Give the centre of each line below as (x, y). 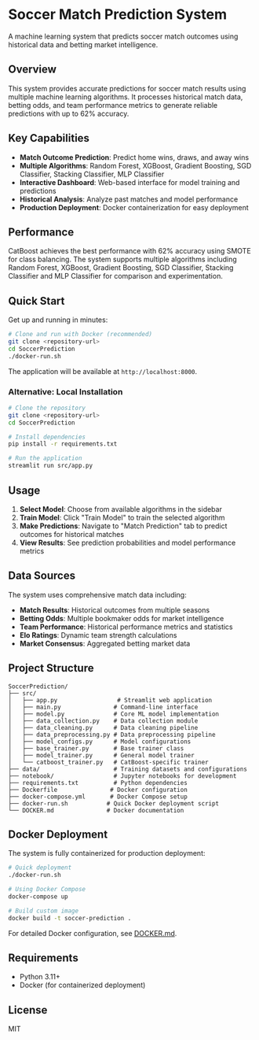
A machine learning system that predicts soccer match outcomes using (123, 36)
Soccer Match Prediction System (118, 15)
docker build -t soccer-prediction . (70, 918)
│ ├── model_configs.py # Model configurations (100, 742)
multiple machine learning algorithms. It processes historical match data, (126, 97)
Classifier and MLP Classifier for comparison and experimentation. (116, 276)
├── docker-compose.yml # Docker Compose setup (98, 797)
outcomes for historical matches (71, 534)
